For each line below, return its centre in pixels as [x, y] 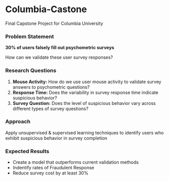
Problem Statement [30, 37]
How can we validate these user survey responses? [59, 57]
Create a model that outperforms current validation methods [76, 162]
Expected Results [27, 151]
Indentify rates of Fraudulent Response [53, 168]
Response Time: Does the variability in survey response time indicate [86, 92]
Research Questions [31, 70]
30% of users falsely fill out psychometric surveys [60, 48]
